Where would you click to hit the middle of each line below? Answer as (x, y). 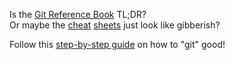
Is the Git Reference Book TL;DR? (78, 14)
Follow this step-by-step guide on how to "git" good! (117, 44)
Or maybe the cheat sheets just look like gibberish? (115, 25)
